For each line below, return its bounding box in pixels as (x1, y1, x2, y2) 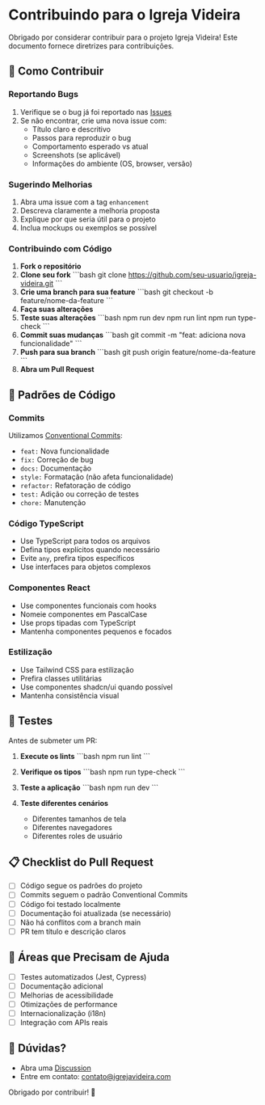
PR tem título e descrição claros (19, 926, 127, 936)
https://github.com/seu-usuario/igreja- (128, 270, 257, 280)
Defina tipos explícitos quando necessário (19, 545, 160, 555)
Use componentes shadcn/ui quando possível (19, 681, 174, 692)
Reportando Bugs (8, 89, 79, 100)
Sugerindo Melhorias (8, 179, 93, 190)
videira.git (19, 279, 54, 289)
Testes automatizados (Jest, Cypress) (19, 972, 147, 981)
